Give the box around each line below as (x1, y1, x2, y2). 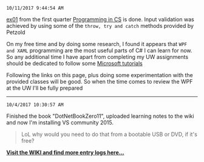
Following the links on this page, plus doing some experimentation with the (6, 72, 193, 78)
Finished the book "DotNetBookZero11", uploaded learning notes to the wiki (6, 112, 194, 120)
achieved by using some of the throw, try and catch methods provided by (6, 22, 194, 29)
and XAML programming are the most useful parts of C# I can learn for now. (6, 47, 192, 54)
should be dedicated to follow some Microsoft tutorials (6, 60, 143, 67)
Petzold (6, 29, 25, 36)
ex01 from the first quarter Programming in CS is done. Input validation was (6, 16, 194, 23)
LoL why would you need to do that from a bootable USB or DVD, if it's (21, 130, 197, 138)
